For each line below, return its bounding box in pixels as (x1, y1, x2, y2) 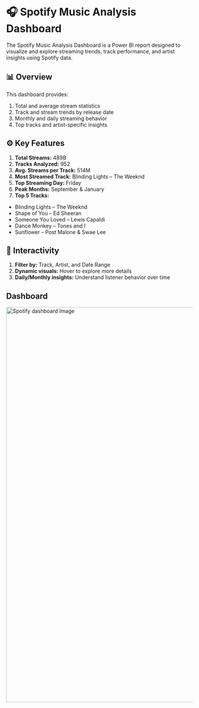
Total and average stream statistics (14, 102, 101, 109)
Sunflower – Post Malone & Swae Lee (14, 228, 106, 235)
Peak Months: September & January (14, 185, 105, 193)
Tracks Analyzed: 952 (14, 160, 70, 167)
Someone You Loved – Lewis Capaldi (14, 216, 105, 223)
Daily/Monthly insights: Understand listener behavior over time (14, 274, 171, 281)
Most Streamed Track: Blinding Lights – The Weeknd (14, 173, 145, 180)
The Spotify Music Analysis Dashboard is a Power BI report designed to (6, 41, 181, 49)
